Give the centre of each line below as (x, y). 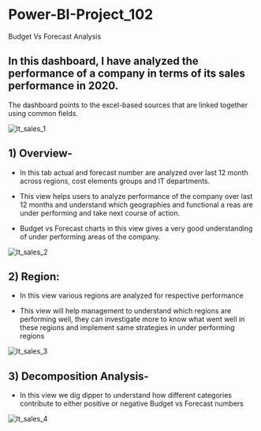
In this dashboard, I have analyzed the (103, 61)
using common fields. (43, 113)
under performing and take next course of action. (100, 213)
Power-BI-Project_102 (81, 15)
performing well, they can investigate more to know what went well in (132, 319)
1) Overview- (40, 154)
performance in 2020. (63, 86)
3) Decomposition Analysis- (78, 376)
